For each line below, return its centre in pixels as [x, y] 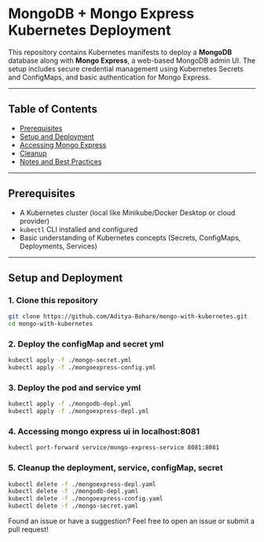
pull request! [28, 529]
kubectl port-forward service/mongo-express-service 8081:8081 [114, 448]
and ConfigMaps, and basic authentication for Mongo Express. [110, 77]
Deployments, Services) [59, 246]
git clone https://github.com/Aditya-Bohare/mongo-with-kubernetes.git [128, 317]
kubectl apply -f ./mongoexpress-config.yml [82, 368]
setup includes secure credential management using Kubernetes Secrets [126, 68]
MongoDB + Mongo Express [101, 14]
